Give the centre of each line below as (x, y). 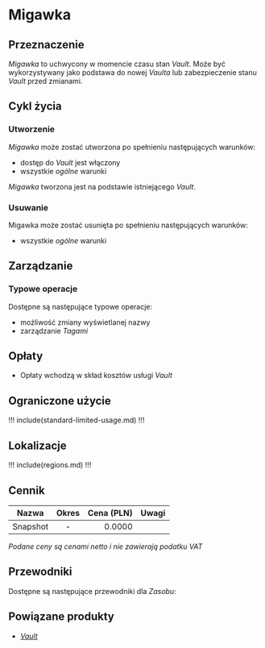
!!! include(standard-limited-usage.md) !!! (77, 420)
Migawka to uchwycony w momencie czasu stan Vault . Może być (117, 64)
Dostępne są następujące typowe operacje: (81, 306)
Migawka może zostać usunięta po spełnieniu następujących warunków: (128, 225)
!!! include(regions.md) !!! (50, 465)
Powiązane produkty (61, 617)
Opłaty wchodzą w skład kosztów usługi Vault (96, 376)
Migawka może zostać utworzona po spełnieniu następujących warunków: (132, 147)
